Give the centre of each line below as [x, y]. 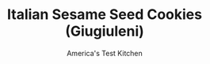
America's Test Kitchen [105, 53]
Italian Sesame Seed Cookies [105, 15]
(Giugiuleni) [105, 31]
